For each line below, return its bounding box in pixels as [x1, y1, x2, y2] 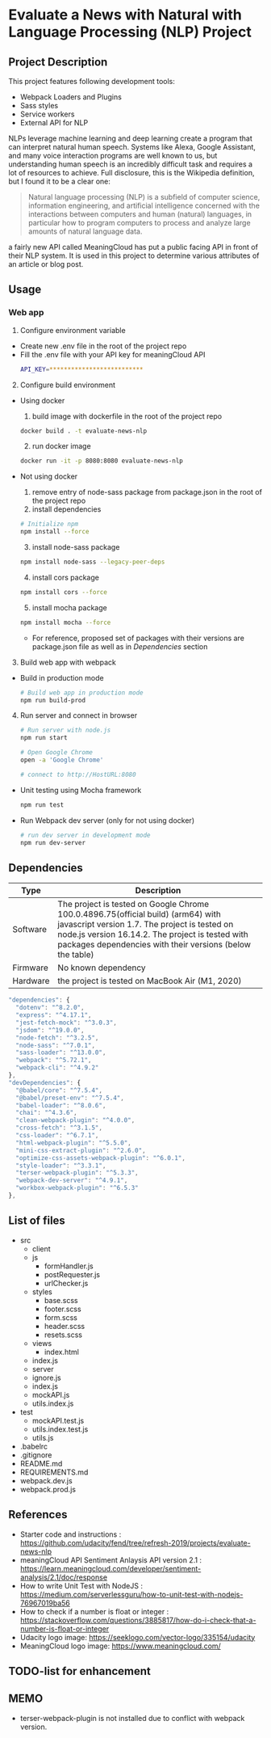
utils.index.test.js [31, 1424, 89, 1434]
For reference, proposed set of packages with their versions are [31, 633, 244, 643]
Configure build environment [19, 380, 115, 390]
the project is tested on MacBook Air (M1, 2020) [57, 976, 242, 987]
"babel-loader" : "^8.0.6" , [15, 1101, 106, 1109]
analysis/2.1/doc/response [19, 1572, 107, 1582]
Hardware [12, 976, 50, 987]
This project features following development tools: [8, 77, 175, 86]
